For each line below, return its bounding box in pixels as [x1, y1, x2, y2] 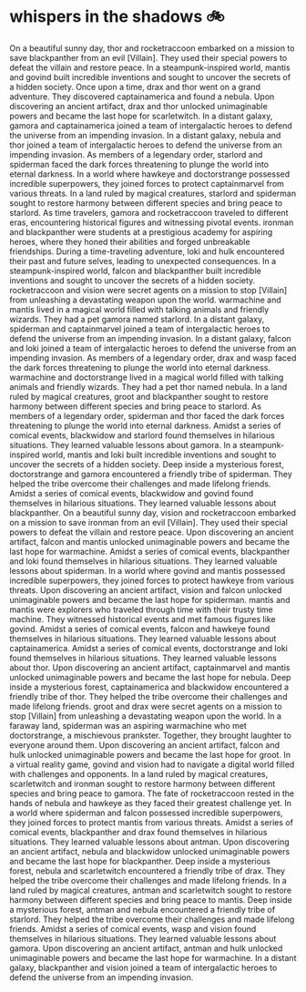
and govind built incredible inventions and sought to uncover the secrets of [9, 71, 291, 82]
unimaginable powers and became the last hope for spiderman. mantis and [9, 594, 291, 605]
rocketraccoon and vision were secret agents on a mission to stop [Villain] [9, 284, 288, 295]
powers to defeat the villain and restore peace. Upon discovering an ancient [9, 527, 294, 537]
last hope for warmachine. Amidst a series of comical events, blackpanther [9, 546, 291, 557]
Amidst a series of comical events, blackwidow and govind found [9, 487, 254, 498]
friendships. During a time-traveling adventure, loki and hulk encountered [9, 246, 285, 257]
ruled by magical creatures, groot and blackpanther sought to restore [9, 391, 269, 402]
